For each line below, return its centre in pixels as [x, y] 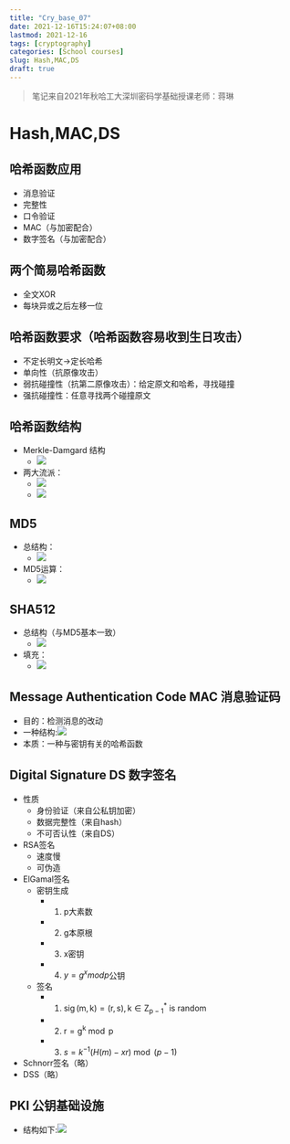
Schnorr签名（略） [58, 1063]
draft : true [32, 69]
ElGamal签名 [46, 879]
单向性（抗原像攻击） [62, 372]
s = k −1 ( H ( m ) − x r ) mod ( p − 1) [120, 1051]
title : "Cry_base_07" [51, 18]
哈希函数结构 [46, 426]
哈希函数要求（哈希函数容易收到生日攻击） [129, 338]
